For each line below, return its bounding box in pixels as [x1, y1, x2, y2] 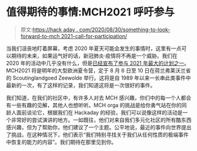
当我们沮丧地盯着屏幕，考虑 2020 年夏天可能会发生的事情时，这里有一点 [6, 45, 182, 52]
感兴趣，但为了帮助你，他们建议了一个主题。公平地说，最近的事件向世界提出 [6, 123, 192, 130]
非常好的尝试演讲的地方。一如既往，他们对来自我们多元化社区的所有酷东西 [11, 116, 192, 123]
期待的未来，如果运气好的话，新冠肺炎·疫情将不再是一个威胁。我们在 [11, 52, 178, 59]
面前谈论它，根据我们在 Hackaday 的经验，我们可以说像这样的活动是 [16, 109, 183, 116]
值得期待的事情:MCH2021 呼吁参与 [6, 5, 175, 19]
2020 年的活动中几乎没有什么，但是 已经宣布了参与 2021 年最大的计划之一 [6, 60, 185, 67]
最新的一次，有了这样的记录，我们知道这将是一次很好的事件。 [6, 81, 156, 88]
